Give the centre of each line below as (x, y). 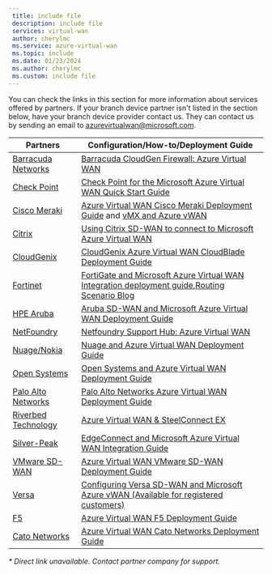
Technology (35, 424)
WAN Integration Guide (124, 448)
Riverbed (30, 415)
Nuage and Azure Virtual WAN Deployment (162, 345)
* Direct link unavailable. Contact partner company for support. (115, 561)
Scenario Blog (108, 295)
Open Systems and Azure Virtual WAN (153, 368)
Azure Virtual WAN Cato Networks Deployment (170, 531)
